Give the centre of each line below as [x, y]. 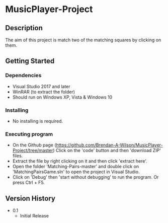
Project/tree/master [33, 151]
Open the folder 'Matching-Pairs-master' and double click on [76, 167]
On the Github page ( [34, 145]
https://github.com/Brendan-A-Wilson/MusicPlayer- [109, 145]
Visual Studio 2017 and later [41, 86]
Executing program [29, 134]
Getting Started [30, 61]
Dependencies [23, 76]
